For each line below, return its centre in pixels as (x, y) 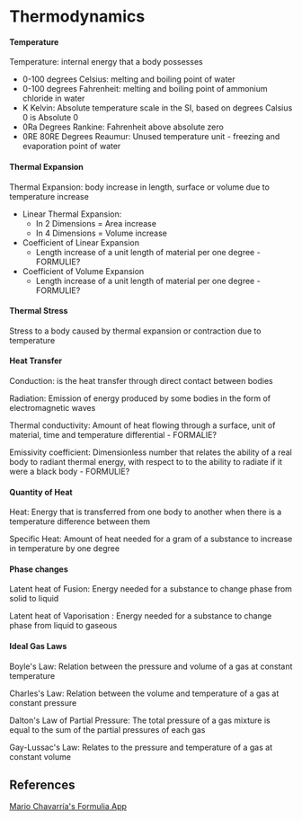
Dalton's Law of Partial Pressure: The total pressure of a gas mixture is (140, 720)
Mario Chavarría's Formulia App (68, 807)
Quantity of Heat (41, 492)
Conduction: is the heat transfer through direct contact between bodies (141, 381)
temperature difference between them (80, 521)
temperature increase (49, 196)
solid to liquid (34, 599)
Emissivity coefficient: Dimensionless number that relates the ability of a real (151, 452)
